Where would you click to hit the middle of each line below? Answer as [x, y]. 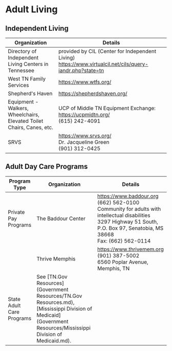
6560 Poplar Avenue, [123, 262]
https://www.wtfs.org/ [85, 82]
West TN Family [27, 79]
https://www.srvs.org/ [85, 136]
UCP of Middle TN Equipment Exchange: [107, 108]
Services [18, 85]
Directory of [22, 51]
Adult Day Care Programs [47, 167]
